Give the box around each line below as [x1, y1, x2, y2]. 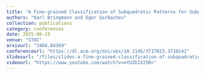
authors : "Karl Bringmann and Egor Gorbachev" [6, 15, 127, 21]
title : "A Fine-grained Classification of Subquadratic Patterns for [6, 8, 187, 15]
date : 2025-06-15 [6, 31, 51, 37]
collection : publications [6, 20, 72, 26]
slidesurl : [6, 54, 34, 60]
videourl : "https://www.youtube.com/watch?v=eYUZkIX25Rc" [6, 59, 157, 65]
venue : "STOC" [6, 37, 43, 43]
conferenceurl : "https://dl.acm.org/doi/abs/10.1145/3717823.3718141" [6, 48, 190, 54]
